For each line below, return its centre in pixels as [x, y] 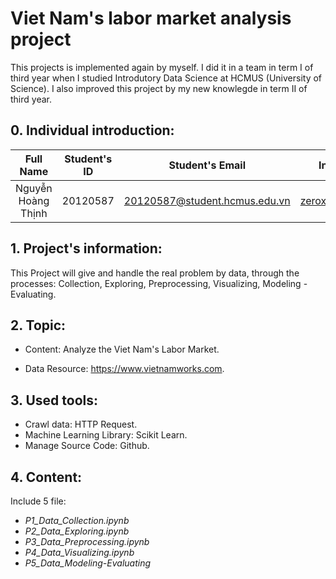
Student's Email [207, 165]
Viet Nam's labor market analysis [151, 18]
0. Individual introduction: [92, 130]
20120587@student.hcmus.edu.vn [207, 200]
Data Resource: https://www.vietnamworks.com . [124, 369]
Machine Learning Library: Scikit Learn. [106, 435]
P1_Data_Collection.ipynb [77, 520]
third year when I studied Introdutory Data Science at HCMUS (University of [166, 78]
